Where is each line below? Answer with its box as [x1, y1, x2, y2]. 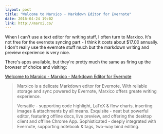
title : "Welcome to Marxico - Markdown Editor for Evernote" [5, 12, 132, 17]
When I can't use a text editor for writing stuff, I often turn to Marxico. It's [5, 34, 152, 40]
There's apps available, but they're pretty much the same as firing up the [5, 59, 151, 65]
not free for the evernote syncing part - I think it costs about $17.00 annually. [5, 39, 159, 45]
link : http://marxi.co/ [5, 20, 54, 26]
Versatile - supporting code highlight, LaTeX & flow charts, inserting [17, 103, 153, 109]
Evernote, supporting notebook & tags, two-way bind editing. [17, 124, 140, 130]
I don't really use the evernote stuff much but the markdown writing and [5, 44, 149, 50]
